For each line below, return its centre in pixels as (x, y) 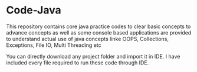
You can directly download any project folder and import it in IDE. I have (93, 56)
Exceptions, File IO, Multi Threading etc (54, 45)
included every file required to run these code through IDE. (78, 63)
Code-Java (34, 10)
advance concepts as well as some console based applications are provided (99, 32)
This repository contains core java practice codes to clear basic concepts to (98, 26)
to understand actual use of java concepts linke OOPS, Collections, (88, 39)
